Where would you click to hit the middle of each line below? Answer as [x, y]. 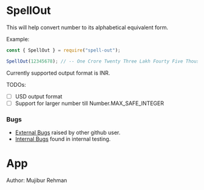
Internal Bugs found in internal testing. [63, 139]
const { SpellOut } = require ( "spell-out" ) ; [63, 50]
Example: [18, 39]
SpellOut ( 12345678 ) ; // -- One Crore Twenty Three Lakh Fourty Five [95, 61]
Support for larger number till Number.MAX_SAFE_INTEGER [89, 103]
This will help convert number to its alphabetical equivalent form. [87, 27]
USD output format [39, 96]
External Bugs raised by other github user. [68, 133]
